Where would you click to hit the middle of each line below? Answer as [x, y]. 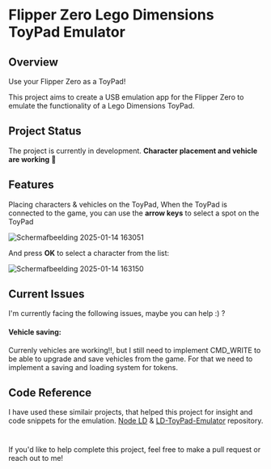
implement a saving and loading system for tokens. [93, 367]
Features [31, 185]
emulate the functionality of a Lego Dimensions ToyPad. [102, 106]
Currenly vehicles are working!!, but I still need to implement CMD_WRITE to [135, 350]
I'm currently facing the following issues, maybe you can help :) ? [117, 313]
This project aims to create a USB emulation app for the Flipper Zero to [126, 97]
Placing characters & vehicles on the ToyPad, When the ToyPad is [118, 204]
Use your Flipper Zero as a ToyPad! [67, 81]
